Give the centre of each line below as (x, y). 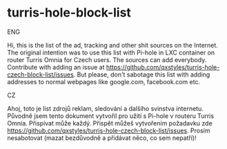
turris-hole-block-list (69, 13)
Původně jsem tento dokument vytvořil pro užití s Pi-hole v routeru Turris (111, 116)
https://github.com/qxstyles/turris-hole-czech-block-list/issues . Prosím (109, 130)
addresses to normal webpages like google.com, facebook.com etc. (104, 81)
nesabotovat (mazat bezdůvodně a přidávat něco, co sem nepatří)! (102, 138)
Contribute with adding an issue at (56, 67)
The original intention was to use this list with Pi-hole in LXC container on (111, 52)
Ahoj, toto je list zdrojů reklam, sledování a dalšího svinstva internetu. (105, 108)
